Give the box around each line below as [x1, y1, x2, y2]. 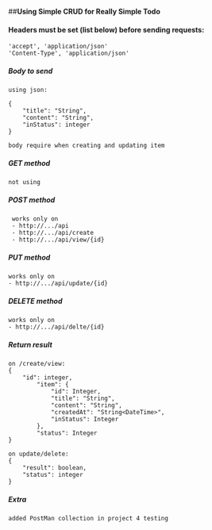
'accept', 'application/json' [8, 43, 109, 51]
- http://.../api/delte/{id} [8, 323, 105, 332]
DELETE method [8, 296, 63, 305]
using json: [8, 86, 48, 94]
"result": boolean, [22, 464, 87, 472]
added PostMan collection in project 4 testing [8, 514, 169, 522]
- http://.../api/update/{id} [8, 279, 109, 288]
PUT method [8, 252, 51, 262]
